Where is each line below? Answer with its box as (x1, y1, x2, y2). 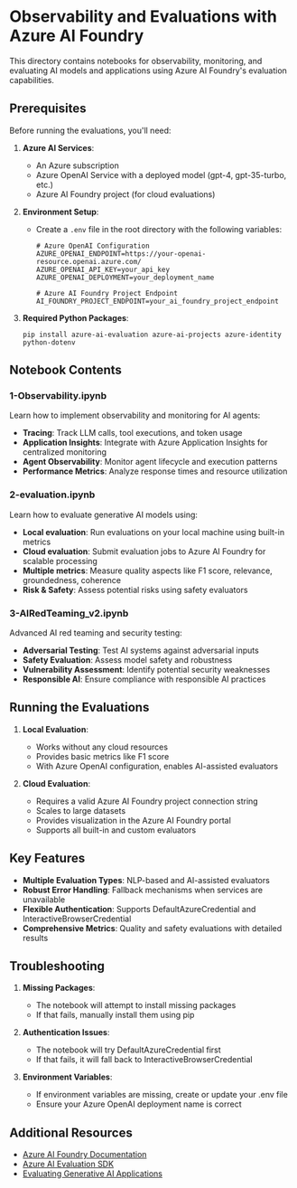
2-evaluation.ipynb (9, 488, 96, 501)
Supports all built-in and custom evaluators (35, 825, 197, 835)
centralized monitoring (22, 447, 107, 457)
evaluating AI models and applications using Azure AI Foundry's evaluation (9, 65, 287, 76)
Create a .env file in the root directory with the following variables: (35, 223, 283, 234)
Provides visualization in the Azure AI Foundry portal (35, 815, 232, 825)
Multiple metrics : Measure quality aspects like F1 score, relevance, (22, 565, 273, 576)
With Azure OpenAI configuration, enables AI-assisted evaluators (35, 760, 279, 771)
